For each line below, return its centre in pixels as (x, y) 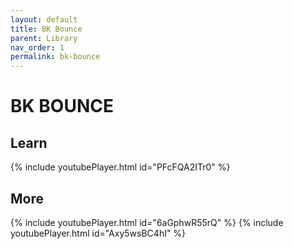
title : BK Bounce (46, 29)
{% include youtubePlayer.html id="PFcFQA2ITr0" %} (120, 167)
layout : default (44, 19)
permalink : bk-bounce (55, 57)
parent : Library (44, 38)
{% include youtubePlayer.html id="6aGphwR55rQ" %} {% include (147, 222)
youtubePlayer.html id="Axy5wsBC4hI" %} (98, 233)
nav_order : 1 (37, 47)
